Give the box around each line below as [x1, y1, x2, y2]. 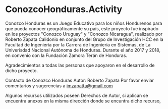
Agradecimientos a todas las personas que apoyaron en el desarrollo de [5, 62, 155, 68]
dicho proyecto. [5, 67, 38, 74]
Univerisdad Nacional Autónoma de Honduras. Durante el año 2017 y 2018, [5, 47, 160, 53]
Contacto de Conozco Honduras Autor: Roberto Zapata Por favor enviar [5, 77, 154, 83]
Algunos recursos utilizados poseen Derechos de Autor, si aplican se [5, 92, 148, 98]
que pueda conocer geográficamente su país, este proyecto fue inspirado [5, 25, 159, 31]
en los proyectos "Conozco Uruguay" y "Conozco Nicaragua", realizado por [5, 31, 163, 37]
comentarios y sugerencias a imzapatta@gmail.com [5, 82, 113, 89]
